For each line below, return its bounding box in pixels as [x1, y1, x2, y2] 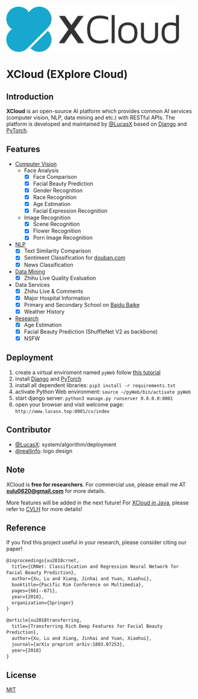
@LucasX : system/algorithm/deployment [14, 440, 117, 448]
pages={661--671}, [11, 588, 58, 594]
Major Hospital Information [23, 294, 90, 301]
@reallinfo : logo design [14, 447, 73, 454]
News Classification [23, 261, 73, 268]
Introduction [6, 91, 54, 101]
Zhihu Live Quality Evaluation [23, 274, 96, 282]
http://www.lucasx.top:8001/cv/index [14, 408, 110, 414]
